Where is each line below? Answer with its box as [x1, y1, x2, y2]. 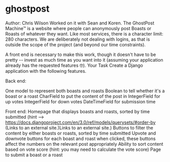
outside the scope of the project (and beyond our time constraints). [5, 41, 146, 47]
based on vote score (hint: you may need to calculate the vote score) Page [5, 146, 161, 152]
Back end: [5, 77, 26, 84]
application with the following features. [5, 68, 87, 74]
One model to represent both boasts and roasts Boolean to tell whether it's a [5, 88, 165, 94]
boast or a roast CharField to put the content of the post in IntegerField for [5, 93, 161, 99]
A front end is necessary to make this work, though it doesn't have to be [5, 51, 156, 58]
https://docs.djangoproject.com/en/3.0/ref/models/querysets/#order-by [5, 119, 156, 125]
